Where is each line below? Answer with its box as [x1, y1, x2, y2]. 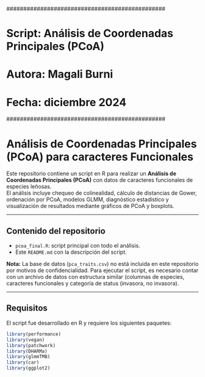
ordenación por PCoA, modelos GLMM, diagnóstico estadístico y [6, 196, 169, 203]
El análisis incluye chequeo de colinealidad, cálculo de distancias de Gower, [6, 189, 197, 197]
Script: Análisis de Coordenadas [6, 27, 174, 40]
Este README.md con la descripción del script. [15, 248, 127, 256]
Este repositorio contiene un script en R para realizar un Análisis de [6, 170, 177, 178]
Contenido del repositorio [6, 226, 106, 236]
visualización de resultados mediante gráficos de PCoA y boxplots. [6, 203, 174, 210]
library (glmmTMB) [6, 354, 51, 360]
